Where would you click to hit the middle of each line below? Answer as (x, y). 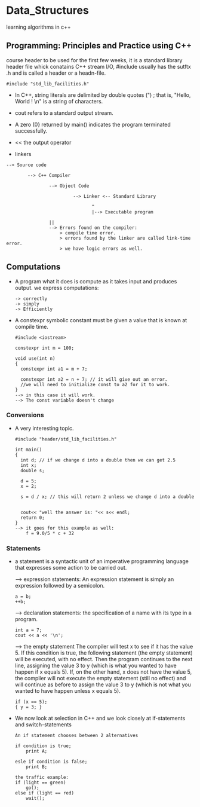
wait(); (35, 799)
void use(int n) (35, 358)
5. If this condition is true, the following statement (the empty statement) (104, 653)
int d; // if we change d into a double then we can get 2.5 (98, 460)
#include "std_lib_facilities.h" (48, 84)
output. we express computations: (57, 288)
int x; (29, 465)
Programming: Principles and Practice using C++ (99, 46)
